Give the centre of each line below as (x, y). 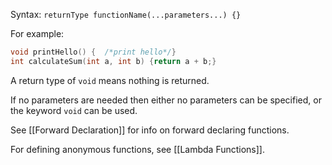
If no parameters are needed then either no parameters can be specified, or (166, 100)
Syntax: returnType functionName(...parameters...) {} (126, 14)
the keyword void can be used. (74, 110)
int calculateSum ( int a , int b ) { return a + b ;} (113, 61)
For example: (37, 33)
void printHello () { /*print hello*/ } (93, 52)
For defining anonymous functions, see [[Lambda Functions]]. (137, 149)
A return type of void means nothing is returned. (110, 80)
